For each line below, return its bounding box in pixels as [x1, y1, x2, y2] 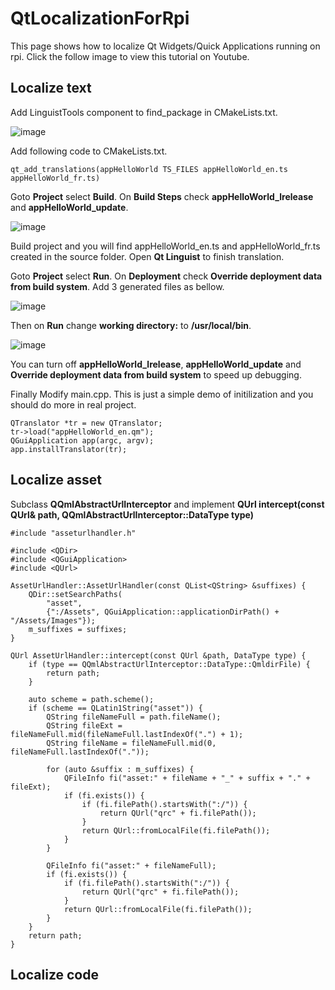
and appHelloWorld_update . [10, 201, 129, 213]
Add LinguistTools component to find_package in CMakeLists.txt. [10, 106, 278, 118]
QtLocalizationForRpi [10, 7, 190, 30]
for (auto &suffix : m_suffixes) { [46, 764, 195, 774]
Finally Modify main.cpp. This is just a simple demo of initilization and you [10, 388, 314, 400]
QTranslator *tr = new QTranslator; [10, 418, 163, 428]
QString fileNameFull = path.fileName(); [46, 712, 222, 722]
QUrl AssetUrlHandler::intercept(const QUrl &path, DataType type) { [10, 650, 307, 661]
